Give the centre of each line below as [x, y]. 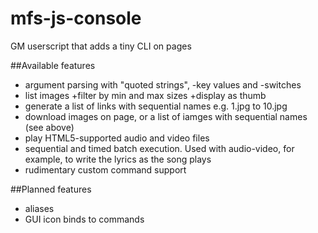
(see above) [49, 127]
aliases [39, 208]
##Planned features [51, 189]
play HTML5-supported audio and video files [117, 138]
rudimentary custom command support [105, 169]
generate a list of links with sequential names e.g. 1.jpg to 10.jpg [156, 106]
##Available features [53, 65]
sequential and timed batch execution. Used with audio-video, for [159, 148]
